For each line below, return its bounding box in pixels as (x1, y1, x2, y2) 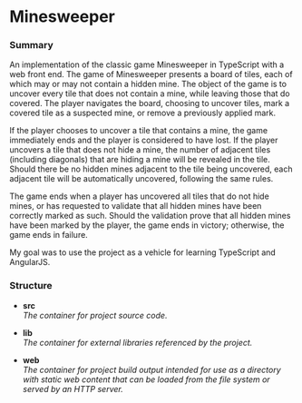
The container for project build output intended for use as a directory (22, 364, 281, 375)
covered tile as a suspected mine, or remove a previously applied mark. (9, 107, 277, 119)
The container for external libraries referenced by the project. (22, 337, 253, 348)
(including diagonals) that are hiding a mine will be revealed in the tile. (9, 154, 270, 165)
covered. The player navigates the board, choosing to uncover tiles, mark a (9, 98, 290, 109)
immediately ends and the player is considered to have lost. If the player (9, 134, 278, 146)
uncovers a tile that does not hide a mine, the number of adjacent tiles (9, 144, 271, 155)
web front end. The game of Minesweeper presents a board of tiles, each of (9, 69, 293, 80)
